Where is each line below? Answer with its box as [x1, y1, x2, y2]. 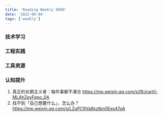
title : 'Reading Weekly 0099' [5, 7, 67, 12]
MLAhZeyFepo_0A [12, 94, 50, 100]
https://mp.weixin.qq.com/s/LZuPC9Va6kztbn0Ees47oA [12, 106, 126, 112]
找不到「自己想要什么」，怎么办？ [12, 100, 80, 106]
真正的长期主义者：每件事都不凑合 [12, 89, 81, 95]
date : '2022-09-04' [5, 12, 45, 17]
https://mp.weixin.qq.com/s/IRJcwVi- [82, 89, 158, 95]
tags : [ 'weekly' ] [5, 16, 41, 21]
